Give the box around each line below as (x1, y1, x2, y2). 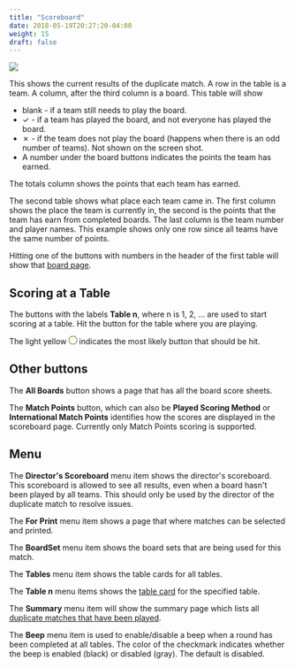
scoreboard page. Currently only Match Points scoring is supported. (9, 421, 257, 432)
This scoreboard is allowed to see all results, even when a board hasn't (9, 480, 268, 490)
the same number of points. (9, 234, 110, 244)
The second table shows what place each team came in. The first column (9, 196, 276, 206)
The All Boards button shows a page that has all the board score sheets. (9, 385, 273, 395)
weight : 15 (9, 29, 49, 38)
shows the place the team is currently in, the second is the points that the (9, 205, 276, 216)
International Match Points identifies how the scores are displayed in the (9, 411, 276, 422)
